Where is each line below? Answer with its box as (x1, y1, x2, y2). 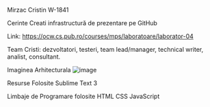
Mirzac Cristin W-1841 (7, 6, 69, 14)
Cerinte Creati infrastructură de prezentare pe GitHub (7, 19, 157, 27)
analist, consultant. (7, 52, 61, 61)
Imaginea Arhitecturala (7, 66, 71, 74)
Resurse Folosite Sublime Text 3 (7, 79, 98, 87)
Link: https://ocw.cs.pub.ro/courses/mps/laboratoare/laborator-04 (7, 32, 194, 40)
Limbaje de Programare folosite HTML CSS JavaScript (7, 92, 160, 100)
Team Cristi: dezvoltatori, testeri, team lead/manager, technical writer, (7, 46, 204, 53)
